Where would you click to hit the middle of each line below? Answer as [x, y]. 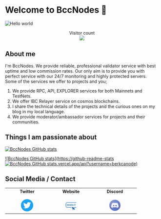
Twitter [27, 192]
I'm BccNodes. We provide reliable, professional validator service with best [80, 66]
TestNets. [22, 96]
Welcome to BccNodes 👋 [56, 10]
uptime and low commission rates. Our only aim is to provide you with [75, 71]
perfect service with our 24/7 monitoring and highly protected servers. [76, 76]
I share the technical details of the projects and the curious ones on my [83, 106]
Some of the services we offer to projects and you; [56, 81]
